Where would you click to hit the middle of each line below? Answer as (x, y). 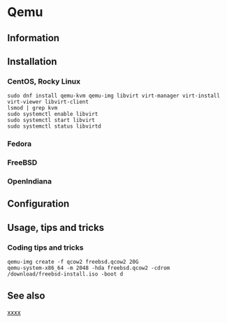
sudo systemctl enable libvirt (53, 114)
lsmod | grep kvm (32, 108)
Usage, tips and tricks (56, 227)
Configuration (38, 204)
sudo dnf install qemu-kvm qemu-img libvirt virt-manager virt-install (113, 96)
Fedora (20, 144)
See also (26, 295)
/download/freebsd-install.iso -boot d (65, 274)
